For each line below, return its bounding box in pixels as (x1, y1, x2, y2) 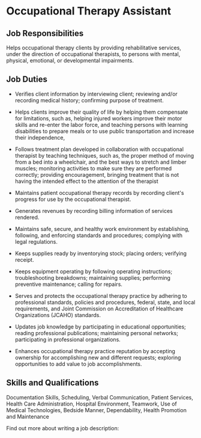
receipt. (14, 256, 34, 263)
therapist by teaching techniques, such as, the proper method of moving (14, 152, 194, 159)
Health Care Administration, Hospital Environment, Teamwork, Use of (6, 400, 177, 407)
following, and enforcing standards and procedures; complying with (14, 232, 183, 239)
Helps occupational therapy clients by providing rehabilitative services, (6, 44, 182, 51)
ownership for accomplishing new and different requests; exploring (14, 354, 181, 361)
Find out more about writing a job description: (6, 424, 119, 431)
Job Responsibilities (6, 28, 84, 39)
